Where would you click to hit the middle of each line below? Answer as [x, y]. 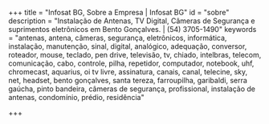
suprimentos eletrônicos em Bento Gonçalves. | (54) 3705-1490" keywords [132, 29]
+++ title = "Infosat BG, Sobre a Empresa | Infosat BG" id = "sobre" [119, 12]
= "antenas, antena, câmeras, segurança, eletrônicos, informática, [118, 38]
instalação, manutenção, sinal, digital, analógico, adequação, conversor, [128, 46]
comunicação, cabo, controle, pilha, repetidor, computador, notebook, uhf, [131, 63]
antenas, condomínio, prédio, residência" [76, 97]
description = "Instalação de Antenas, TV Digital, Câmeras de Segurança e [132, 21]
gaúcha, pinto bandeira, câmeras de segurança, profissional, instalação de [132, 89]
